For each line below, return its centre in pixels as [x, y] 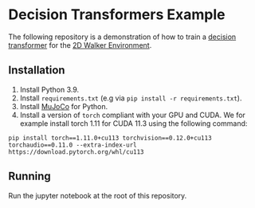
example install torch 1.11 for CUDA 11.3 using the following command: [133, 123]
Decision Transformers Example [117, 15]
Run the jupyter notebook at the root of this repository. [98, 195]
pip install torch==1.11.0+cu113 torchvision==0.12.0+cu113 [110, 138]
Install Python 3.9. [49, 89]
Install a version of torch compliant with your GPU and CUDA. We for [132, 115]
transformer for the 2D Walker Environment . [80, 45]
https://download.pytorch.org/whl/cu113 [76, 152]
